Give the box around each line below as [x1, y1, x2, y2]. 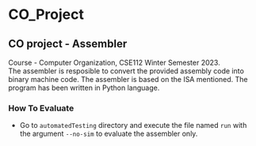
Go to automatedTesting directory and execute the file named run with [19, 121, 247, 130]
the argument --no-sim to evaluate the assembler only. [19, 129, 198, 139]
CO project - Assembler [8, 37, 128, 51]
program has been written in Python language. [8, 83, 160, 92]
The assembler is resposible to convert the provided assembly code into [8, 66, 244, 76]
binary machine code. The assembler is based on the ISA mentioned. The [8, 75, 248, 84]
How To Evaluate [8, 103, 75, 114]
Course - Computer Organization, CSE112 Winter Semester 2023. [8, 58, 220, 67]
